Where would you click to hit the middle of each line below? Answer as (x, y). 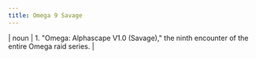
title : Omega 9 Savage (45, 15)
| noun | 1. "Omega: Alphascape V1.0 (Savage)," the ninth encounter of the (128, 38)
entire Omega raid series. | (51, 46)
